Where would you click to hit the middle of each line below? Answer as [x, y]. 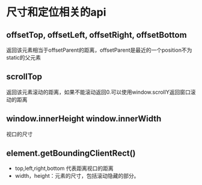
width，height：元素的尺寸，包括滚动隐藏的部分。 [77, 176]
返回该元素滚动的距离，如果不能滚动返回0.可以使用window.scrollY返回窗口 [98, 92]
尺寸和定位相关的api [56, 12]
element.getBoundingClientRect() [71, 153]
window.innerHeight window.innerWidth [84, 119]
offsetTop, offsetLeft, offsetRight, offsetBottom [97, 35]
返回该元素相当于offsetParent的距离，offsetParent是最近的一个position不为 [99, 50]
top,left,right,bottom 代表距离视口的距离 [64, 168]
